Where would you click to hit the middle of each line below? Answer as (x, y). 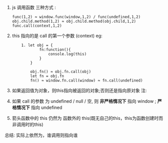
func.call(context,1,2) (37, 26)
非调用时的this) (28, 124)
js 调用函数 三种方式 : (34, 7)
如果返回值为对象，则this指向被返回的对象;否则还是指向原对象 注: (79, 90)
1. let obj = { (37, 45)
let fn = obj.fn (47, 76)
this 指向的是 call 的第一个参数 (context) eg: (57, 36)
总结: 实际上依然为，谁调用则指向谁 (41, 135)
